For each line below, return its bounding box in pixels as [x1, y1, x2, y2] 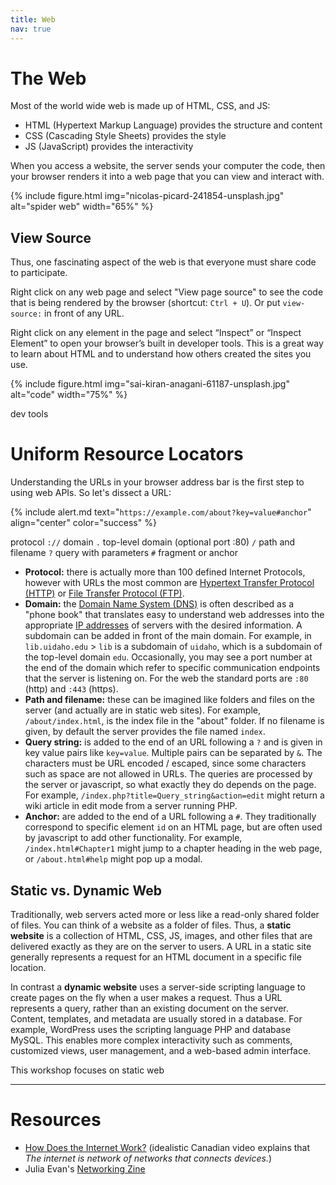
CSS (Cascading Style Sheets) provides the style [24, 130, 227, 142]
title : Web [10, 14, 56, 25]
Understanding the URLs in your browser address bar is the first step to [10, 476, 305, 488]
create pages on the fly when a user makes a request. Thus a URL [10, 992, 283, 1003]
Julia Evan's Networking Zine [24, 1162, 146, 1175]
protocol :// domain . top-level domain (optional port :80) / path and [10, 536, 296, 548]
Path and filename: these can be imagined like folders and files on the [24, 694, 315, 706]
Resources [10, 1109, 102, 1131]
